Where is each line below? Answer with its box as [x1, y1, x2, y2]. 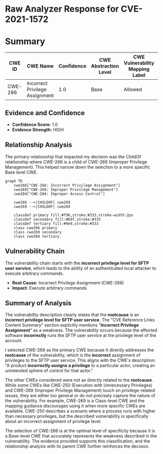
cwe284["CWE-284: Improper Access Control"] [14, 191, 105, 196]
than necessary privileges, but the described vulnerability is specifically [5, 413, 149, 419]
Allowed [123, 86, 142, 93]
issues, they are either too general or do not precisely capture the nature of [5, 393, 156, 399]
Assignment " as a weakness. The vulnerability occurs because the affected [5, 327, 158, 333]
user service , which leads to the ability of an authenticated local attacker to [5, 265, 157, 271]
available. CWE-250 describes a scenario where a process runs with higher [5, 408, 156, 414]
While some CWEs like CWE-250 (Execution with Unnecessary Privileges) [5, 383, 153, 388]
